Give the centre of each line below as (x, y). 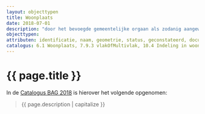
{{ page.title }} (44, 76)
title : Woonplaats (30, 18)
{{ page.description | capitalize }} (63, 104)
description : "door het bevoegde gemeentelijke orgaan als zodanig (94, 29)
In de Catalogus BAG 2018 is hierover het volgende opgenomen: (87, 92)
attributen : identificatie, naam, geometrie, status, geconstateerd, (97, 40)
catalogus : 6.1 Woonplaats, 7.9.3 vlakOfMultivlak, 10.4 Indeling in (97, 46)
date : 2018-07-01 (28, 23)
